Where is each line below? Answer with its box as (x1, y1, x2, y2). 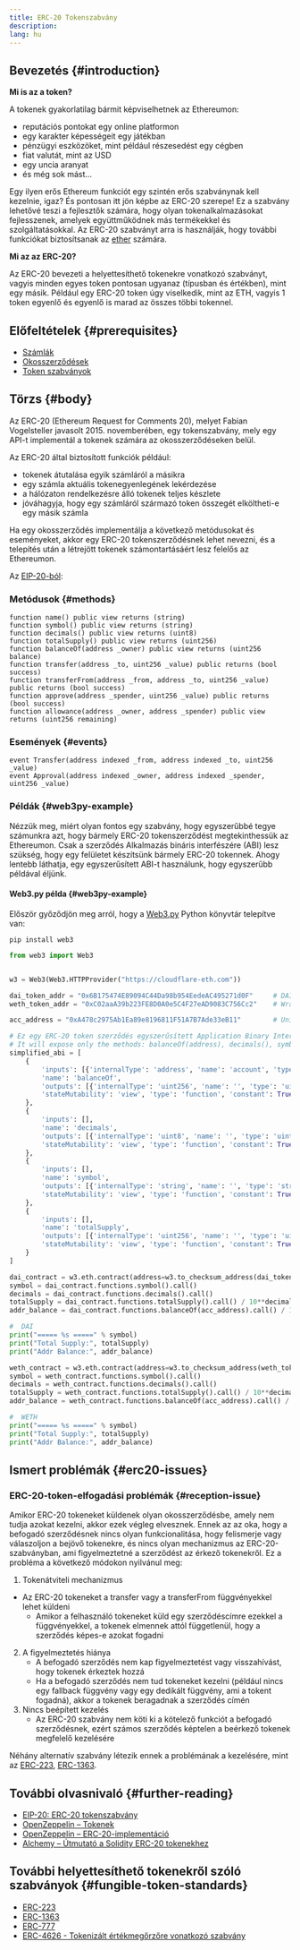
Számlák (21, 346, 54, 357)
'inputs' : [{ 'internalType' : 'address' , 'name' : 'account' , (41, 1065, 270, 1074)
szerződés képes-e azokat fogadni (35, 1630, 163, 1641)
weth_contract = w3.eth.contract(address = (9, 1363, 170, 1373)
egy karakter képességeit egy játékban (21, 131, 166, 141)
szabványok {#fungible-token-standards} (9, 1877, 248, 1894)
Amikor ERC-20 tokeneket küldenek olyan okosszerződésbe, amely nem (9, 1510, 275, 1520)
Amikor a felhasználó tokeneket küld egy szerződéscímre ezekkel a (35, 1611, 283, 1621)
